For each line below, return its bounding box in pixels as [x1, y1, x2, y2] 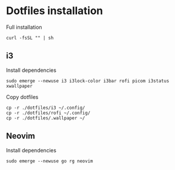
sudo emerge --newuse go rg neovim [6, 158, 93, 164]
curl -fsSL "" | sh [6, 35, 54, 41]
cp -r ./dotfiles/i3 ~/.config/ [6, 105, 85, 111]
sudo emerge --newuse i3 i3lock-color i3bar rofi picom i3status [6, 78, 169, 84]
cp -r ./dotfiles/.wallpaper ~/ [6, 115, 85, 121]
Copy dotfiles [6, 93, 39, 101]
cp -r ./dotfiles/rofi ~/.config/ [6, 110, 91, 116]
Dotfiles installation [6, 4, 103, 18]
